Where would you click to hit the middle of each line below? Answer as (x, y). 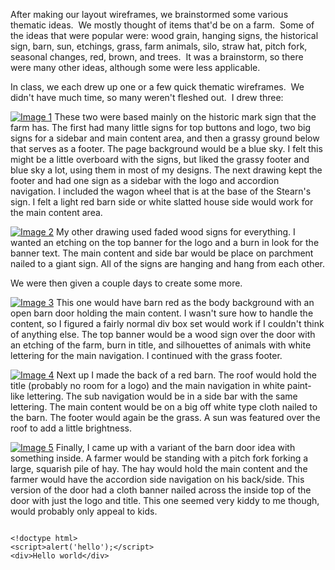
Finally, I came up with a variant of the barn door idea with (175, 447)
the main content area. (56, 212)
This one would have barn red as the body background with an (185, 302)
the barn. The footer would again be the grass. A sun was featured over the (165, 417)
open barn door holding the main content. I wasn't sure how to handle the (162, 313)
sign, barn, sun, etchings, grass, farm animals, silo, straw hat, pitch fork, (159, 46)
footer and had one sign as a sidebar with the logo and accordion (145, 180)
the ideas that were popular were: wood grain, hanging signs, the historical (164, 35)
